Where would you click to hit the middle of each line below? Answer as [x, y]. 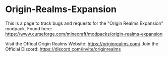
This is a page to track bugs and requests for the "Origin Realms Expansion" [85, 23]
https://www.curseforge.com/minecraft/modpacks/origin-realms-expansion [84, 34]
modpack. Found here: [29, 28]
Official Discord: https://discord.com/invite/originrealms [63, 49]
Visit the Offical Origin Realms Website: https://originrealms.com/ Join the [82, 43]
